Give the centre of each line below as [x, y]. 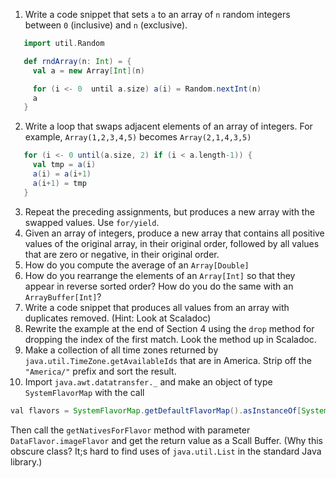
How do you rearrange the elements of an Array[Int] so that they [160, 275]
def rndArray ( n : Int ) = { [77, 61]
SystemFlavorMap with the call [84, 392]
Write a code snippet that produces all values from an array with [157, 307]
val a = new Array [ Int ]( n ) [88, 70]
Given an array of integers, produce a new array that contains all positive [174, 233]
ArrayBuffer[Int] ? [63, 296]
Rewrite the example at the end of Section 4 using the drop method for [169, 328]
